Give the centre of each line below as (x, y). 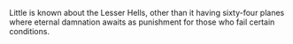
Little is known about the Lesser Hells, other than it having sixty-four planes (147, 13)
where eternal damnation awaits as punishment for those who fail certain (142, 22)
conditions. (30, 31)
